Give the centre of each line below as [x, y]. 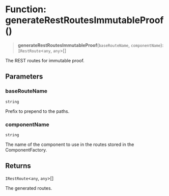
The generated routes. [29, 188]
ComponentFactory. [26, 150]
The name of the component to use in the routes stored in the [70, 144]
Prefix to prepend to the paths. [37, 111]
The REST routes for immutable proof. [45, 60]
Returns [18, 166]
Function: [26, 9]
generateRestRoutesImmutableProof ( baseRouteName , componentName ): [91, 45]
